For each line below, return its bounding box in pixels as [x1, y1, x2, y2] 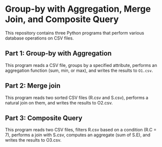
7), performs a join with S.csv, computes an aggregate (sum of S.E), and [5, 132, 151, 138]
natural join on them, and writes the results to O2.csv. [5, 100, 113, 105]
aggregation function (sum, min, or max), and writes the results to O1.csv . [5, 67, 153, 73]
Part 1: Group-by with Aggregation [5, 49, 112, 58]
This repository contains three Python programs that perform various [5, 30, 144, 36]
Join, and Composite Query [5, 14, 119, 25]
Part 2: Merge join [5, 82, 61, 90]
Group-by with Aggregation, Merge [5, 3, 151, 15]
